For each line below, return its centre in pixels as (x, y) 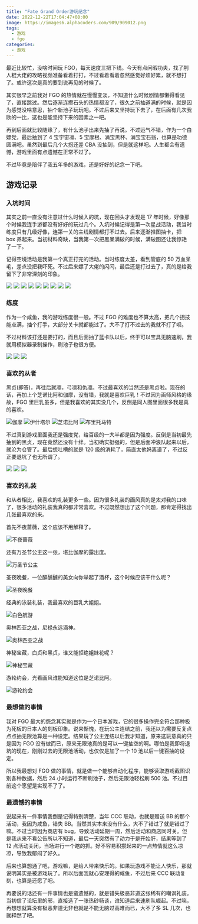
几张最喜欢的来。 (27, 514)
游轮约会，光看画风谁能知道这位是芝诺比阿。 (60, 678)
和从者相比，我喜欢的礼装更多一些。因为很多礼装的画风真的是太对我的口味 (96, 500)
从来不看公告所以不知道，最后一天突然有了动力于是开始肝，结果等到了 (101, 838)
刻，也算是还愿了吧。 (32, 880)
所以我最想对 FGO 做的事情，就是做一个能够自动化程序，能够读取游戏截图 (96, 771)
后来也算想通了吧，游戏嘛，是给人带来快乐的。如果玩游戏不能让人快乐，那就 (99, 865)
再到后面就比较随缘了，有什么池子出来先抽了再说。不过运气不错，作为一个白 (99, 129)
